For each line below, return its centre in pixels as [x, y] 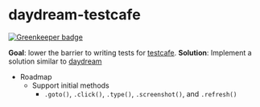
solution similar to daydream [55, 61]
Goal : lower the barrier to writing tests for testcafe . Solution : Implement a [130, 52]
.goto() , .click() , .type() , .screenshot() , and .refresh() [140, 93]
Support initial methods [71, 85]
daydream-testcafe [74, 15]
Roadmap [36, 76]
